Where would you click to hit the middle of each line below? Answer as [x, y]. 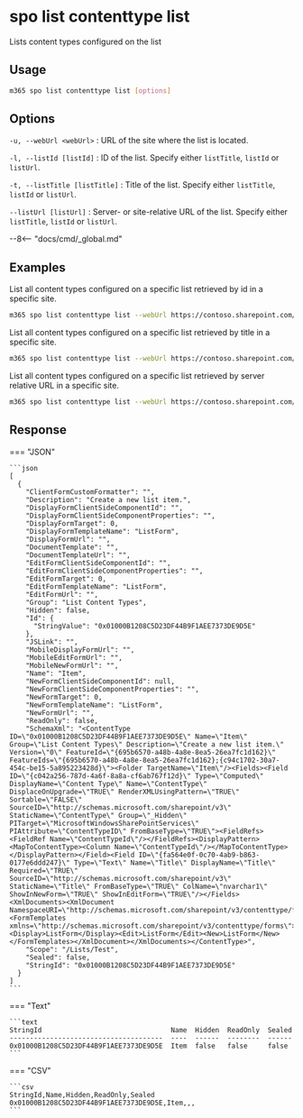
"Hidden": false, [58, 610]
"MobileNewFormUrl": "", [72, 665]
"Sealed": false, [58, 958]
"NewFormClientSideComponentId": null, [101, 681]
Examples [37, 267]
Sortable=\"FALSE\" [46, 800]
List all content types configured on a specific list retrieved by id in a [136, 289]
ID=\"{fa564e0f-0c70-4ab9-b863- [199, 855]
